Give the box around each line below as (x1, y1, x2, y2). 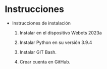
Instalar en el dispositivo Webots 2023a (19, 29, 102, 35)
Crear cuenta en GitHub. (19, 58, 71, 64)
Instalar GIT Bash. (19, 49, 57, 55)
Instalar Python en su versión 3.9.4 (19, 39, 92, 45)
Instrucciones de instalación (12, 20, 71, 26)
